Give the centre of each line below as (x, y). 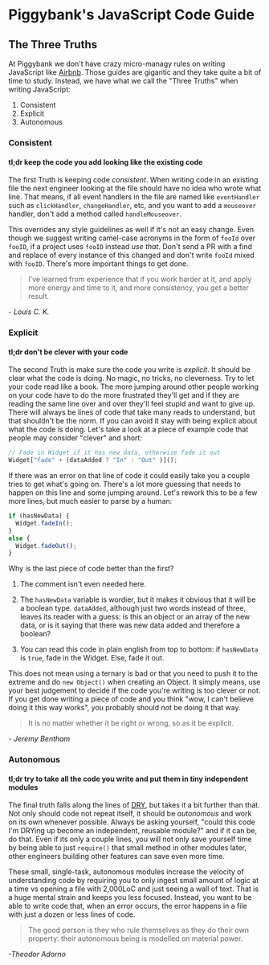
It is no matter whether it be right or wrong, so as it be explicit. (131, 723)
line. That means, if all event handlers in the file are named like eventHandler (134, 197)
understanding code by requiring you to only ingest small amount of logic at (134, 881)
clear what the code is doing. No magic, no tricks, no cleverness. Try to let (131, 378)
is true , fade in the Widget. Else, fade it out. (92, 658)
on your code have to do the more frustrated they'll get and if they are (124, 395)
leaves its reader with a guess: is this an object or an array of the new (135, 617)
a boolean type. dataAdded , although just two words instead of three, (133, 608)
